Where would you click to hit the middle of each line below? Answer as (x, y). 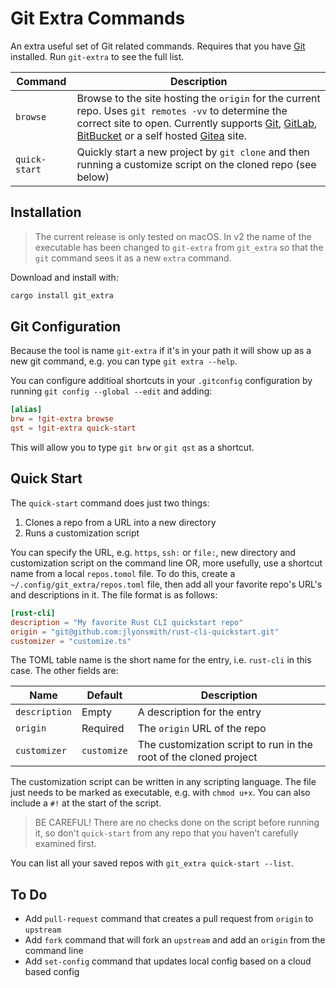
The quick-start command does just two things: (110, 503)
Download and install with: (64, 277)
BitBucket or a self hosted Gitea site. (162, 135)
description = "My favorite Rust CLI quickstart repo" (127, 622)
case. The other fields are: (64, 671)
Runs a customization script (82, 533)
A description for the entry (199, 712)
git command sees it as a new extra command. (133, 258)
